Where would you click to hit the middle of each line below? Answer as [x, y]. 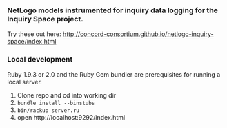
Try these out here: [34, 34]
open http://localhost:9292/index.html [71, 117]
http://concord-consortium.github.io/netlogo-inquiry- [138, 34]
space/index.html [32, 42]
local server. [25, 82]
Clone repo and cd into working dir [67, 95]
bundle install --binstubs [56, 103]
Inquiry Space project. [46, 19]
